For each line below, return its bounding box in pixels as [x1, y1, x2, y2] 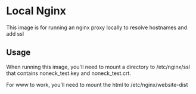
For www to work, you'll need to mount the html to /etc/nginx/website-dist [6, 81, 188, 88]
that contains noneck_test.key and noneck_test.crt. [6, 70, 131, 77]
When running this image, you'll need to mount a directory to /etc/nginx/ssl [6, 63, 191, 70]
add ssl [6, 30, 24, 37]
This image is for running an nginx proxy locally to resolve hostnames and [6, 24, 188, 31]
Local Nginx [6, 4, 67, 18]
